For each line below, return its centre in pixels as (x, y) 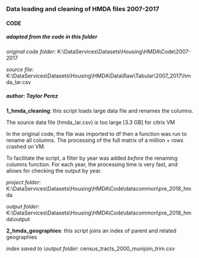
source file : (20, 70)
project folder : (24, 182)
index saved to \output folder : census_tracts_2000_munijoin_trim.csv (91, 248)
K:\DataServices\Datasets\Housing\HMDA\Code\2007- (124, 52)
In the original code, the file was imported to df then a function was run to (97, 134)
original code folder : (31, 52)
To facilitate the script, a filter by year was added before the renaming (92, 158)
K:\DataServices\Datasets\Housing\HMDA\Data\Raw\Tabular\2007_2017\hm (99, 76)
